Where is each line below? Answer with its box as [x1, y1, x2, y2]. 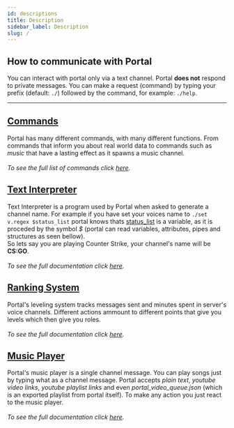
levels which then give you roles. [7, 315, 101, 323]
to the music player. [7, 398, 64, 406]
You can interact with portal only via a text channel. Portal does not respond [7, 74, 226, 82]
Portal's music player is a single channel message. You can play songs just [7, 369, 221, 377]
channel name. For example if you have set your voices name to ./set [7, 210, 208, 218]
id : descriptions [7, 10, 58, 17]
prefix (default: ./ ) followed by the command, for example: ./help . [7, 89, 197, 98]
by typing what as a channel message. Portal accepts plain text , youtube [7, 376, 216, 384]
